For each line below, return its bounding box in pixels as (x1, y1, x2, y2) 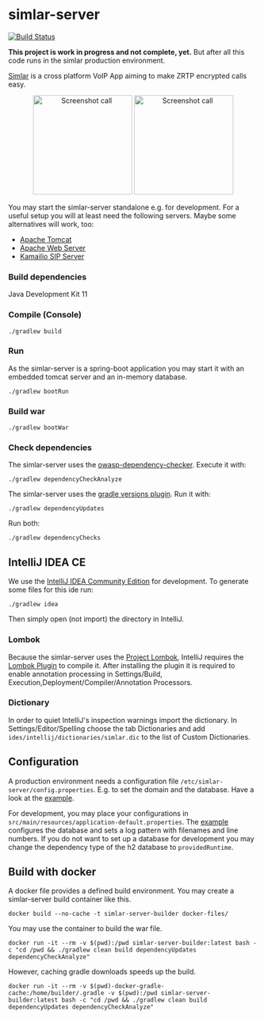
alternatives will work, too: (8, 219, 94, 229)
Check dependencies (8, 442, 93, 453)
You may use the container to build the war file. (8, 924, 163, 933)
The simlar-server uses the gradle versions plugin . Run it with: (8, 490, 212, 499)
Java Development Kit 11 (8, 290, 88, 299)
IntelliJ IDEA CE (8, 556, 86, 569)
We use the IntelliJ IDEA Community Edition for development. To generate (8, 577, 249, 586)
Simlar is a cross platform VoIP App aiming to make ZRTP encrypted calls (8, 71, 247, 80)
